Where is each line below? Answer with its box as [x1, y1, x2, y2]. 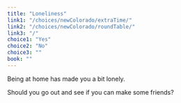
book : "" [7, 56, 33, 63]
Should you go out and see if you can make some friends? [7, 88, 174, 96]
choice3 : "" [7, 49, 42, 56]
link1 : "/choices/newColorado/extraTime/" [7, 17, 132, 24]
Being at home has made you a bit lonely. [7, 74, 125, 83]
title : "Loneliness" [7, 10, 68, 17]
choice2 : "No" [7, 42, 49, 49]
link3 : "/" [7, 29, 39, 37]
